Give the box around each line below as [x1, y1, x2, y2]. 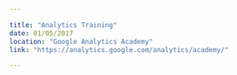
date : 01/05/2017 [9, 28, 74, 38]
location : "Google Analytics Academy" [9, 37, 153, 46]
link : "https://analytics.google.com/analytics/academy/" [9, 45, 229, 54]
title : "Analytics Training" [9, 20, 118, 29]
